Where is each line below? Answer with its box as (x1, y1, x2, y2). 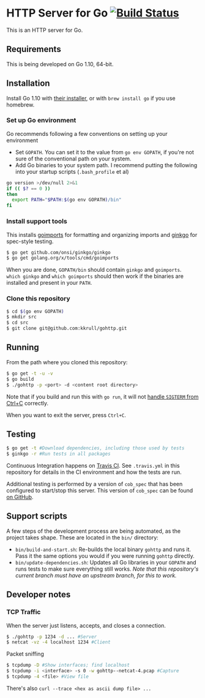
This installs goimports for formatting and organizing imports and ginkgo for (6, 231, 198, 238)
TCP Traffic (6, 608, 41, 617)
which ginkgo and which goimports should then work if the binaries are (6, 272, 184, 280)
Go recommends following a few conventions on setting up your (6, 130, 168, 137)
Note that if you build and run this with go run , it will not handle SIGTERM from (6, 392, 199, 400)
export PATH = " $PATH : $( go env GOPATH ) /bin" (12, 197, 122, 203)
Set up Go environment (6, 116, 76, 125)
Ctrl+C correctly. (6, 399, 49, 407)
